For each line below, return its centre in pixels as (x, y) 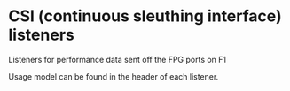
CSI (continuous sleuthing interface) (145, 16)
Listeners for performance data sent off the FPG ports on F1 (118, 59)
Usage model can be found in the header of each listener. (114, 76)
